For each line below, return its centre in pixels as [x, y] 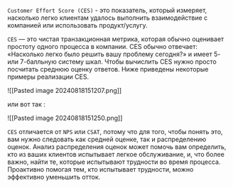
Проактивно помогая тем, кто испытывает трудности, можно [101, 169]
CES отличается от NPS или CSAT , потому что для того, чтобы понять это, [115, 132]
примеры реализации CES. [48, 77]
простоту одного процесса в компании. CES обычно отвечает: [102, 46]
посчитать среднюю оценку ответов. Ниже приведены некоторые [108, 69]
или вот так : [27, 104]
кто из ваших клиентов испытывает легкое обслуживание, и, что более [116, 154]
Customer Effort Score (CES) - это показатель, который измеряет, [107, 10]
